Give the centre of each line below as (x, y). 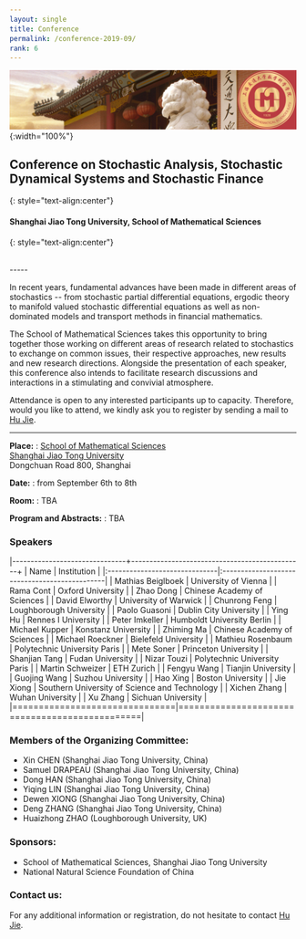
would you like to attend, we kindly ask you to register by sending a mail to (149, 410)
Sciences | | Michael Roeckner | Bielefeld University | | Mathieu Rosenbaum (151, 639)
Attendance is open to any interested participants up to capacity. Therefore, (152, 400)
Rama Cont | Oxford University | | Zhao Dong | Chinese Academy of (136, 590)
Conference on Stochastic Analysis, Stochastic (146, 165)
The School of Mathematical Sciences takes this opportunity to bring (138, 334)
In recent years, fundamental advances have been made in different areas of (153, 287)
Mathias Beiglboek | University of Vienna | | (196, 580)
